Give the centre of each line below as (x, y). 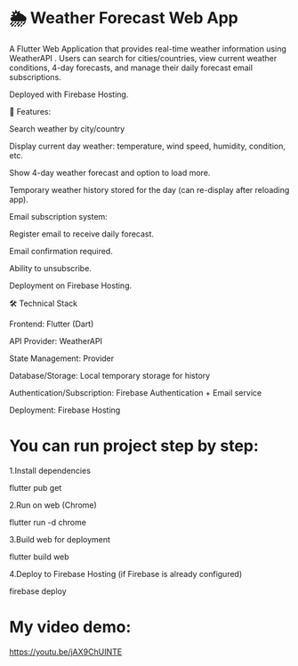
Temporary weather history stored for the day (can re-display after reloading (149, 189)
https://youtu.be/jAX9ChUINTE (66, 652)
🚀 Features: (30, 111)
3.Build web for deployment (60, 539)
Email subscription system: (59, 216)
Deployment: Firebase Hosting (65, 410)
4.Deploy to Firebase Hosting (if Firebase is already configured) (126, 574)
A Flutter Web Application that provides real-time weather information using (148, 48)
